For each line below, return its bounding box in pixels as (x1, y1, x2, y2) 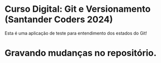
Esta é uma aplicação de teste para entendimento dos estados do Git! (4, 30, 147, 36)
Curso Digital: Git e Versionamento (4, 3, 151, 15)
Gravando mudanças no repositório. (4, 48, 157, 59)
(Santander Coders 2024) (4, 14, 113, 25)
